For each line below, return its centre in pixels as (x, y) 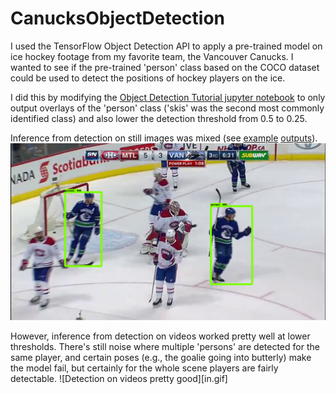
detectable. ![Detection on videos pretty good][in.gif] (119, 379)
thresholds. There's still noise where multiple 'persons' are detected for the (165, 347)
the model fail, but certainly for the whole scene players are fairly (144, 368)
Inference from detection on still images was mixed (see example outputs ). (164, 138)
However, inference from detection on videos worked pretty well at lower (160, 336)
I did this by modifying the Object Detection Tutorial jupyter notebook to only (168, 97)
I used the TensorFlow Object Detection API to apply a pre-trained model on (166, 46)
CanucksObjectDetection (117, 18)
